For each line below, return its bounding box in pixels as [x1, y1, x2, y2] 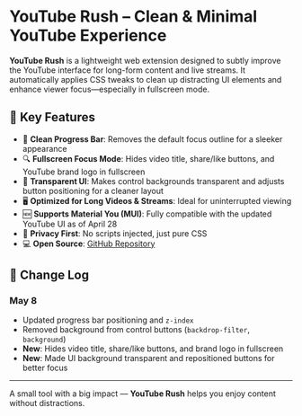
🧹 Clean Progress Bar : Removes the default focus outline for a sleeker [22, 133, 283, 145]
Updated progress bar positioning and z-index [22, 314, 194, 325]
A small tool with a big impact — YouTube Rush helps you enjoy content [9, 388, 277, 399]
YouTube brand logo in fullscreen [22, 166, 146, 177]
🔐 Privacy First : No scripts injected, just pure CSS [22, 227, 208, 239]
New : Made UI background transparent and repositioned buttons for [22, 353, 275, 364]
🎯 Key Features [9, 110, 96, 125]
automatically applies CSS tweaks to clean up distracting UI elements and [9, 74, 282, 84]
